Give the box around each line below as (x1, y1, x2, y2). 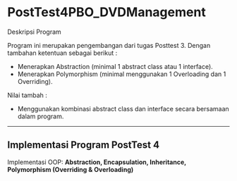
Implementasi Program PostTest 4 (7, 139, 160, 151)
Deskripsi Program (7, 27, 61, 36)
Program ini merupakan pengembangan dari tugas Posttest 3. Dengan (7, 41, 211, 49)
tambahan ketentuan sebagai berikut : (7, 49, 118, 57)
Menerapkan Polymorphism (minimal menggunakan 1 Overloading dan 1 (17, 70, 226, 78)
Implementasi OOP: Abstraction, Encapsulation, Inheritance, (7, 158, 187, 166)
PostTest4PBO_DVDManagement (7, 4, 206, 20)
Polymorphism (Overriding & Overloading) (7, 165, 134, 173)
